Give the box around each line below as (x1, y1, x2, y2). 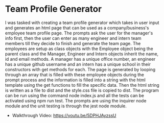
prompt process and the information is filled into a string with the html (5, 77, 146, 83)
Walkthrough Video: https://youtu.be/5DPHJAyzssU (12, 112, 117, 118)
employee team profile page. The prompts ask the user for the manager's (5, 30, 153, 36)
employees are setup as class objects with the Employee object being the (5, 46, 153, 51)
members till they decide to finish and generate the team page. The (5, 40, 141, 46)
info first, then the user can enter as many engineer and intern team (5, 35, 142, 41)
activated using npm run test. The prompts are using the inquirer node (5, 98, 147, 103)
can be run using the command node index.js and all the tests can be (5, 92, 144, 98)
